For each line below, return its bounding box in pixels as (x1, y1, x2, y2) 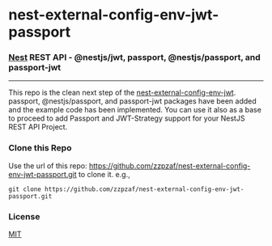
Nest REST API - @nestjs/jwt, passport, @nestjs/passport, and (8, 52, 261, 63)
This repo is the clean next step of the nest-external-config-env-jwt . (8, 87, 236, 98)
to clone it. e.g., (78, 169, 131, 179)
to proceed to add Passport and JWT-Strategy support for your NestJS (8, 113, 245, 123)
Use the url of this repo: (8, 160, 87, 171)
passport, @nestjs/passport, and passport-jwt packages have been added (8, 96, 257, 106)
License (8, 210, 40, 222)
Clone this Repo (8, 142, 72, 154)
